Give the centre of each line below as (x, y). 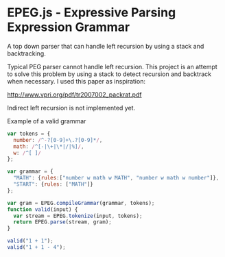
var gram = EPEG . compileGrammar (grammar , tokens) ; (81, 203)
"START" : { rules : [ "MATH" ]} (54, 184)
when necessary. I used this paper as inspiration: (76, 81)
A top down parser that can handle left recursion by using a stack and (106, 46)
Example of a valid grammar (47, 121)
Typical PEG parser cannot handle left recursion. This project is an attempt (112, 66)
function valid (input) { (43, 209)
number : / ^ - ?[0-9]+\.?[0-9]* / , (58, 140)
